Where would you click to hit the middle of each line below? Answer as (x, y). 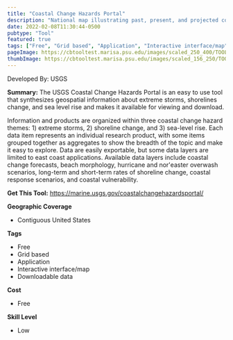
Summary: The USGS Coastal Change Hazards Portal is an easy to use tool (115, 92)
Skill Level (22, 316)
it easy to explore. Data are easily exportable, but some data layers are (108, 149)
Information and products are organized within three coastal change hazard (115, 120)
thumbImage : (24, 59)
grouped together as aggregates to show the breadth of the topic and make (115, 143)
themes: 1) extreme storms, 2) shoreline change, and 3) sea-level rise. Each (115, 128)
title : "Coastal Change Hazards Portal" (67, 14)
